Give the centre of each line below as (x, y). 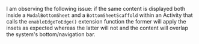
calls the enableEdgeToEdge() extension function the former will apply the (96, 21)
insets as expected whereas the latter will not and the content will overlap (97, 28)
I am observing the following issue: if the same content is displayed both (96, 9)
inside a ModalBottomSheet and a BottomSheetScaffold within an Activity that (100, 15)
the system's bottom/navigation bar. (51, 34)
